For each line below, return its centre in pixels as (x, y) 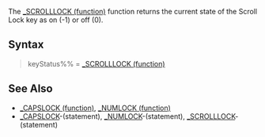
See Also (30, 89)
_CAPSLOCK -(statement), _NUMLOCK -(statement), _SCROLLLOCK (127, 116)
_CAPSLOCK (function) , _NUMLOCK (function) (95, 108)
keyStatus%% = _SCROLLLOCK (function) (96, 63)
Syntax (26, 45)
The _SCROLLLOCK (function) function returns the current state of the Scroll (133, 11)
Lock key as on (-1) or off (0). (56, 20)
